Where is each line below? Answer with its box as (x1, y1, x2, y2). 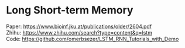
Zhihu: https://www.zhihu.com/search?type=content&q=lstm (6, 29, 152, 36)
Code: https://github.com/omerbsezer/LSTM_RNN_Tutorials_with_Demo (6, 35, 179, 42)
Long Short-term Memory (6, 4, 133, 17)
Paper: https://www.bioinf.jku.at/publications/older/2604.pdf (6, 23, 152, 30)
